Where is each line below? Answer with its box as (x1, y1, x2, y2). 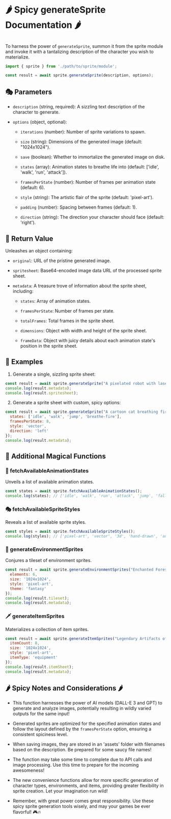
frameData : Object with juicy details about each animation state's (20, 337, 156, 344)
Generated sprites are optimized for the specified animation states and (12, 721, 161, 727)
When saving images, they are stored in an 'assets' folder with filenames (12, 741, 165, 747)
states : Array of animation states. (20, 298, 91, 304)
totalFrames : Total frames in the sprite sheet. (20, 318, 115, 324)
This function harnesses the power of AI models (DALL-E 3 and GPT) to (12, 700, 163, 706)
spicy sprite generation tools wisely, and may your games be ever (12, 803, 151, 809)
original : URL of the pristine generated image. (12, 258, 111, 264)
